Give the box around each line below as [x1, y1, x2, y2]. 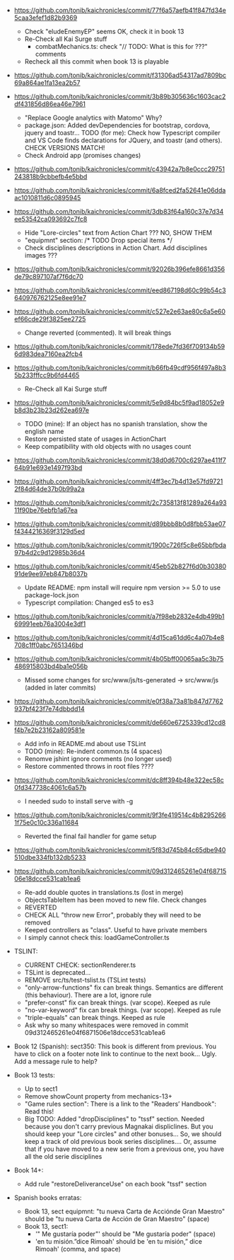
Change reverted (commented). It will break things [24, 328, 172, 337]
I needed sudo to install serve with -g [24, 797, 134, 806]
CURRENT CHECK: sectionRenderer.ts [24, 961, 136, 969]
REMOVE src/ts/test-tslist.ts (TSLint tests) [24, 976, 146, 984]
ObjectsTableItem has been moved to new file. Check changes [24, 895, 207, 904]
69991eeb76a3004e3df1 [13, 619, 86, 628]
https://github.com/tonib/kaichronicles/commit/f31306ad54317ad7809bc [13, 71, 227, 79]
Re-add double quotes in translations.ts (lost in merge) [24, 888, 184, 896]
